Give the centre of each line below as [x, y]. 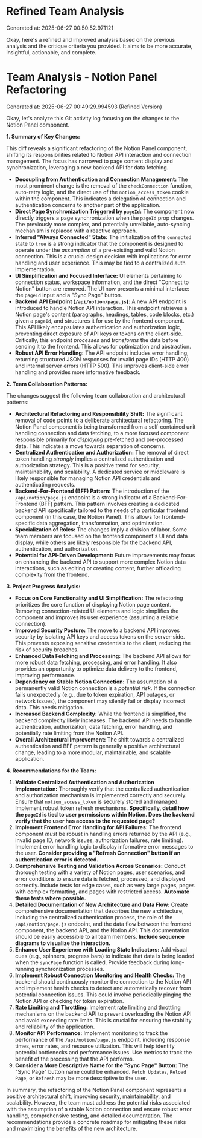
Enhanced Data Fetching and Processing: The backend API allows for [103, 656]
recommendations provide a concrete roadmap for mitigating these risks [96, 1122]
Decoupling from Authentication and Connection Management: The [101, 179]
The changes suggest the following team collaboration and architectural [96, 395]
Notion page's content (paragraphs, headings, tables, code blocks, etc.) [104, 314]
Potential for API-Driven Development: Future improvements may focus [105, 555]
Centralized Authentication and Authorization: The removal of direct [102, 452]
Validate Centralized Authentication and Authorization [85, 782]
